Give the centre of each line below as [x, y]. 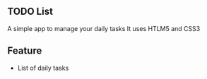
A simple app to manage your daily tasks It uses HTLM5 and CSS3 [104, 28]
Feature [25, 51]
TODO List [30, 12]
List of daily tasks [43, 68]
